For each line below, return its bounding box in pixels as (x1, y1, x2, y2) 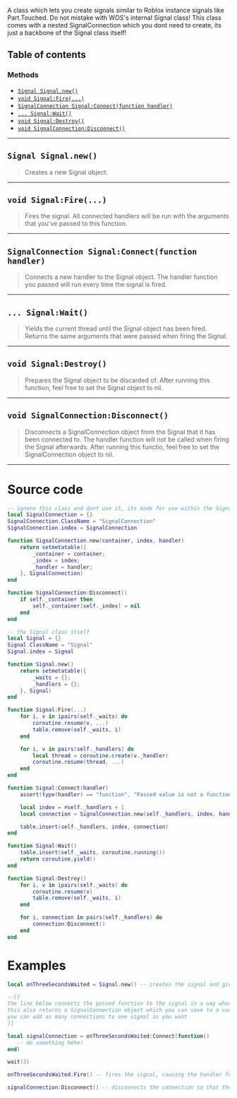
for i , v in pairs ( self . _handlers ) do (20, 745, 134, 752)
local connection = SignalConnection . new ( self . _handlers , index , (20, 810, 217, 817)
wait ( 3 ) (7, 1058, 30, 1065)
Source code (7, 481, 83, 497)
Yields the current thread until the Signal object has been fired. (24, 324, 207, 333)
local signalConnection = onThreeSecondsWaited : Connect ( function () (7, 1032, 210, 1039)
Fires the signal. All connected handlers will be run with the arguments (24, 212, 229, 220)
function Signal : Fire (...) (7, 707, 87, 714)
